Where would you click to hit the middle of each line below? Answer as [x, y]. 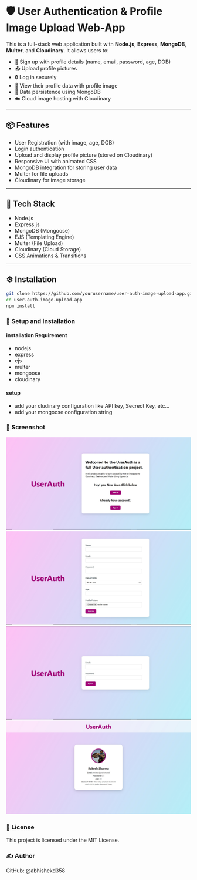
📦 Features [28, 125]
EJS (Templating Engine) [44, 237]
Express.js [27, 224]
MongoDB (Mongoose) [42, 230]
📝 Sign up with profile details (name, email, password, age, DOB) [93, 62]
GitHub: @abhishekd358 [36, 871]
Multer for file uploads [41, 173]
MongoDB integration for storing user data [66, 167]
